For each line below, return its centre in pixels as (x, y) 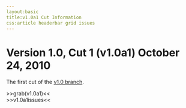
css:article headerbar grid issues (51, 23)
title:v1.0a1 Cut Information (44, 17)
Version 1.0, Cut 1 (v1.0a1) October (93, 52)
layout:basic (22, 12)
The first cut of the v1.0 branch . (45, 82)
